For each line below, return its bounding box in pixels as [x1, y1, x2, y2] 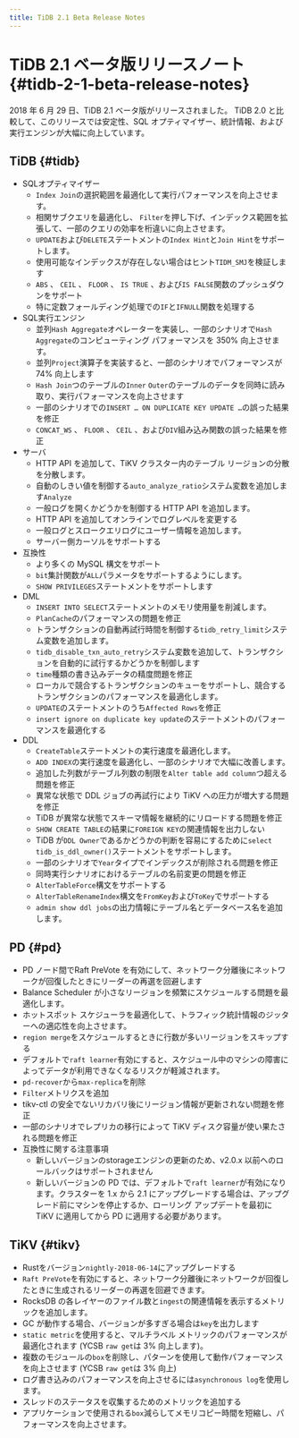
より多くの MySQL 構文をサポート [35, 558, 162, 569]
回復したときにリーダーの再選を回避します [46, 976, 203, 987]
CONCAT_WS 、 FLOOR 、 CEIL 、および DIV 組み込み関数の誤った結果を [35, 424, 279, 435]
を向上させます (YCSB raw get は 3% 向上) [21, 1363, 177, 1374]
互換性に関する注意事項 [21, 1144, 109, 1154]
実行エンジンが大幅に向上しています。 [9, 127, 150, 138]
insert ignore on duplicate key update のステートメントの [35, 713, 254, 725]
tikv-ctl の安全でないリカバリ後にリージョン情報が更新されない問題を [21, 1099, 277, 1110]
